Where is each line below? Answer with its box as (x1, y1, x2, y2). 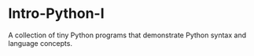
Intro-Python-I (8, 5, 105, 23)
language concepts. (8, 38, 73, 47)
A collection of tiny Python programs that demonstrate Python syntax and (8, 30, 246, 40)
